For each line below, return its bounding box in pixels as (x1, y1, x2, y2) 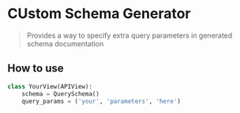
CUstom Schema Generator (7, 5, 191, 23)
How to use (7, 62, 64, 75)
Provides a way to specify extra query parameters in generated (26, 31, 233, 40)
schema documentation (26, 38, 104, 48)
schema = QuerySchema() (21, 89, 100, 98)
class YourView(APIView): (7, 82, 92, 90)
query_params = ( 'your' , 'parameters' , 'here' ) (21, 97, 181, 105)
